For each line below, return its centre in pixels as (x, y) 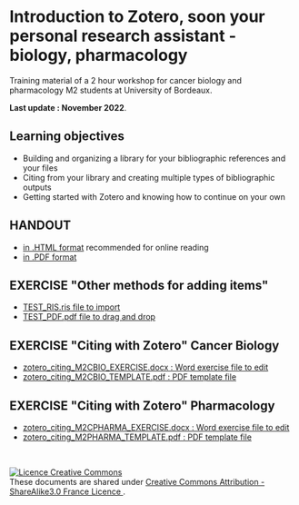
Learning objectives (67, 137)
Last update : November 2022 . (68, 107)
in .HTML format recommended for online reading (115, 247)
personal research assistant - (123, 36)
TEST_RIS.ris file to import (71, 307)
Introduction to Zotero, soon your (137, 17)
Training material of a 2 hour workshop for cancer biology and (126, 80)
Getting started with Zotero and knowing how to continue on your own (154, 196)
